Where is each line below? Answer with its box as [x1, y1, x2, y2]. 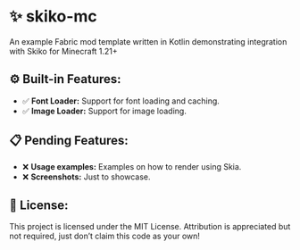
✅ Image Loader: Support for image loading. [21, 105, 187, 116]
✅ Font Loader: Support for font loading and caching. [21, 96, 221, 106]
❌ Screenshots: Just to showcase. [21, 171, 151, 182]
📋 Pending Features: [9, 133, 129, 148]
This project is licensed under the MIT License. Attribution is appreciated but [9, 221, 291, 232]
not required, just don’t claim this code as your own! [9, 230, 201, 242]
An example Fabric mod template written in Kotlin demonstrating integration [9, 36, 287, 46]
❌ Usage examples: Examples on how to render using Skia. [21, 161, 242, 171]
